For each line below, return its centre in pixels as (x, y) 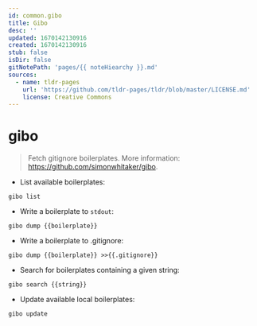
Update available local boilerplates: (77, 300)
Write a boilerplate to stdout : (66, 212)
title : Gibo (28, 23)
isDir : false (30, 60)
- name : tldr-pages (48, 82)
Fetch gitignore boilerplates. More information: (104, 158)
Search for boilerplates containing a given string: (100, 270)
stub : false (28, 52)
